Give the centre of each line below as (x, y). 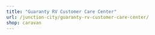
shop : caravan (24, 23)
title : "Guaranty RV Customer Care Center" (62, 12)
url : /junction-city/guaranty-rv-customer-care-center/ (77, 17)
